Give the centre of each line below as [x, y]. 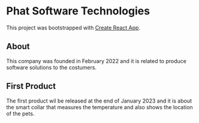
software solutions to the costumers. [52, 67]
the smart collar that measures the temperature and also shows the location [99, 107]
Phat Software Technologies [78, 11]
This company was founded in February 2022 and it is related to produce [97, 61]
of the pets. [20, 113]
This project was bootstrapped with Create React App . [73, 28]
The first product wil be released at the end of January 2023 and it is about [99, 101]
